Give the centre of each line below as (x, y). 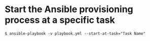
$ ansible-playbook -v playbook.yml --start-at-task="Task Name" (75, 33)
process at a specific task (60, 20)
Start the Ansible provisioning (69, 9)
